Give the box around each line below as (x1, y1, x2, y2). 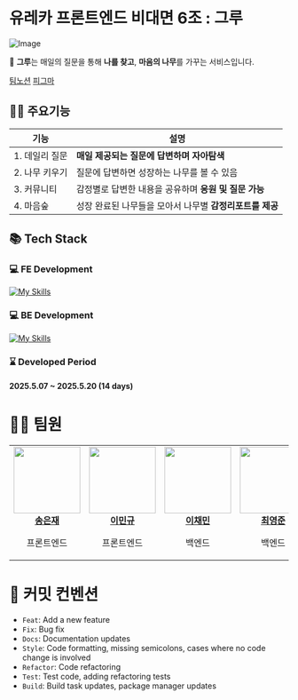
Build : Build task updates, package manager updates (21, 680, 217, 691)
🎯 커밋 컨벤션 (9, 585, 99, 605)
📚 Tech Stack (9, 232, 88, 247)
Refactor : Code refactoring (21, 662, 122, 672)
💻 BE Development (9, 309, 94, 322)
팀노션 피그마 (9, 75, 55, 85)
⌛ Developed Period (9, 355, 97, 368)
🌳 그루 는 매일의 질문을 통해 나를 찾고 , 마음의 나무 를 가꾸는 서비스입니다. (9, 56, 255, 67)
